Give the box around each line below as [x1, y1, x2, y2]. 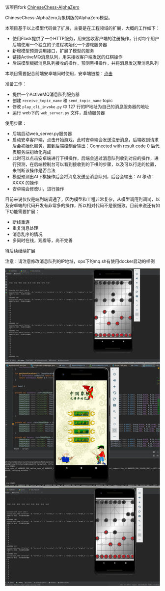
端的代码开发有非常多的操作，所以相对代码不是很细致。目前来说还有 [18, 203, 156, 208]
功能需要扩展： [9, 209, 40, 215]
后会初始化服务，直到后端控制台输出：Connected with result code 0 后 [12, 143, 156, 149]
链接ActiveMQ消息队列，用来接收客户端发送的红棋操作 [12, 54, 123, 60]
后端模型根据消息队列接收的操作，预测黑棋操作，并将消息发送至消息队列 [12, 60, 159, 66]
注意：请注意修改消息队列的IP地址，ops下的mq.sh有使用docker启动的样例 [5, 258, 155, 264]
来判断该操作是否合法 [12, 167, 55, 173]
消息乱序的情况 [12, 231, 43, 237]
